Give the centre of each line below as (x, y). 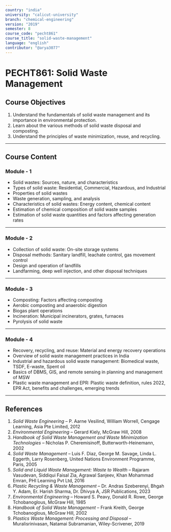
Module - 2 (19, 238)
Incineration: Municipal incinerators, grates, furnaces (68, 316)
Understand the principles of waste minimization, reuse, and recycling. (87, 136)
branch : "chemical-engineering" (39, 19)
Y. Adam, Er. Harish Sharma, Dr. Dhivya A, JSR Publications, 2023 (81, 491)
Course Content (31, 157)
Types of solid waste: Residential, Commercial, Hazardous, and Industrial (89, 188)
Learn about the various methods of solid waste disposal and (77, 126)
